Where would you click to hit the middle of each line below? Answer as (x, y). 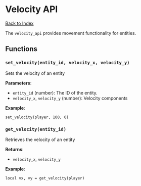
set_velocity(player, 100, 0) (37, 117)
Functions (21, 49)
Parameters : (18, 83)
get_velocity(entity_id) (36, 129)
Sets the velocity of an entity (35, 73)
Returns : (14, 149)
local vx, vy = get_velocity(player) (45, 178)
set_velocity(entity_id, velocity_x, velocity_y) (67, 63)
